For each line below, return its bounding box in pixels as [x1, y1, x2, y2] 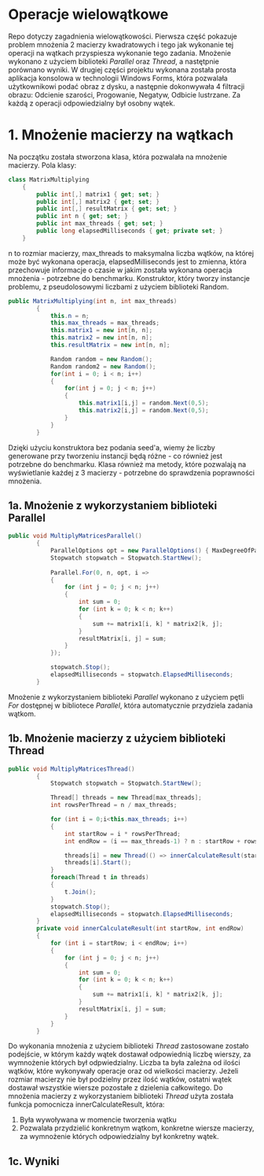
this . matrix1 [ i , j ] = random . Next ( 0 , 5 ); [78, 399, 210, 407]
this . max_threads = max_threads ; [49, 319, 159, 327]
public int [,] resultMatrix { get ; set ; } [36, 205, 178, 213]
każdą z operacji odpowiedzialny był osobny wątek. [8, 98, 175, 108]
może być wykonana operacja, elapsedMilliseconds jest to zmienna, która [8, 257, 247, 266]
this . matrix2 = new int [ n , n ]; [49, 334, 153, 342]
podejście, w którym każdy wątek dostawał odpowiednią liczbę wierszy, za [8, 1049, 251, 1060]
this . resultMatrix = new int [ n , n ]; [49, 341, 170, 349]
